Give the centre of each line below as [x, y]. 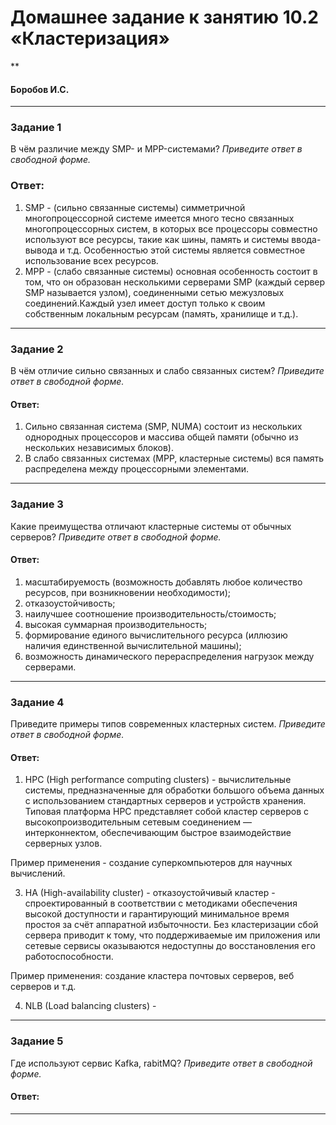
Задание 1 [36, 128]
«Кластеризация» [90, 38]
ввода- [306, 239]
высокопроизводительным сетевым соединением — [138, 822]
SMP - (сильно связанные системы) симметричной [135, 207]
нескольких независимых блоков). [99, 448]
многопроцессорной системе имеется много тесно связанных [159, 218]
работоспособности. [69, 957]
